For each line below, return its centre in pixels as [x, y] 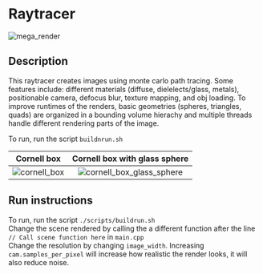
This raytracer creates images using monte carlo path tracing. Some [121, 80]
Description [38, 61]
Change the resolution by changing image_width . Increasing [106, 245]
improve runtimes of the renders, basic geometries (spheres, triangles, [125, 106]
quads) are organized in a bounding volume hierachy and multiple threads [130, 115]
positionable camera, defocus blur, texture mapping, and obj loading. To [127, 98]
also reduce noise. [39, 262]
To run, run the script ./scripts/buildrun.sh [82, 220]
